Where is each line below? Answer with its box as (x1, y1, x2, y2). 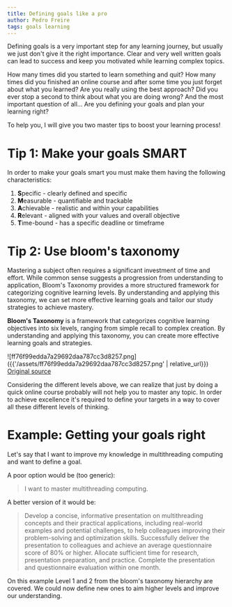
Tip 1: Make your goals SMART (7, 145, 187, 161)
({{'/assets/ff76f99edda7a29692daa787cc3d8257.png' (7, 360, 165, 368)
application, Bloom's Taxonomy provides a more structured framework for (7, 281, 219, 290)
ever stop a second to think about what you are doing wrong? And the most (7, 93, 224, 101)
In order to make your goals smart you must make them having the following (7, 168, 226, 177)
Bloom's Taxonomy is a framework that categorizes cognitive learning (7, 317, 210, 325)
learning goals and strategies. (7, 339, 93, 347)
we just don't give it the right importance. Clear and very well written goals (7, 49, 222, 58)
